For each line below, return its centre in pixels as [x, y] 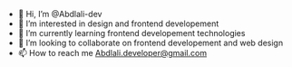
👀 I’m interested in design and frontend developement [118, 24]
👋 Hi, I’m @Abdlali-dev [60, 14]
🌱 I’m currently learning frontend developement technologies [131, 33]
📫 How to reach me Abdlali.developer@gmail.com [112, 53]
